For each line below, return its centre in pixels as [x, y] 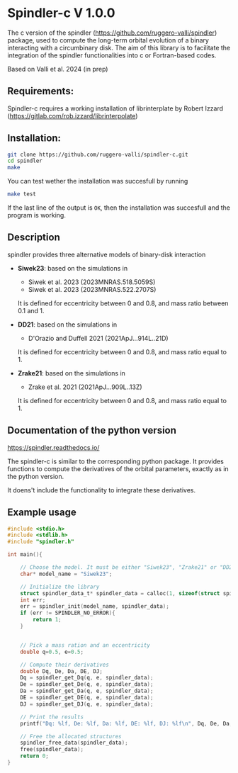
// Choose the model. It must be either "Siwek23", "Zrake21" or [119, 568]
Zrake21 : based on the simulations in [72, 373]
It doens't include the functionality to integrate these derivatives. [102, 490]
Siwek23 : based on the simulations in [73, 268]
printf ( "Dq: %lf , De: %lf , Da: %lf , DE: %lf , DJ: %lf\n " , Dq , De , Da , [126, 723]
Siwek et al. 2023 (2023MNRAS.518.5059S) [92, 282]
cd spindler [25, 161]
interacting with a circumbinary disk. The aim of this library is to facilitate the [119, 47]
